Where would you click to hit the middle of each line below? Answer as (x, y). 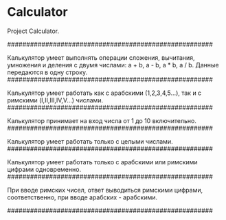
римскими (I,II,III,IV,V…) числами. (55, 100)
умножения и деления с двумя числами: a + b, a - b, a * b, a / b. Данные (113, 65)
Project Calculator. (33, 31)
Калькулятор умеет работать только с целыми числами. (90, 141)
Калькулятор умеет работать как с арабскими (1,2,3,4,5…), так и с (104, 93)
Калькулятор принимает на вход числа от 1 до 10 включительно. (102, 120)
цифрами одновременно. (44, 169)
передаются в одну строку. (47, 72)
